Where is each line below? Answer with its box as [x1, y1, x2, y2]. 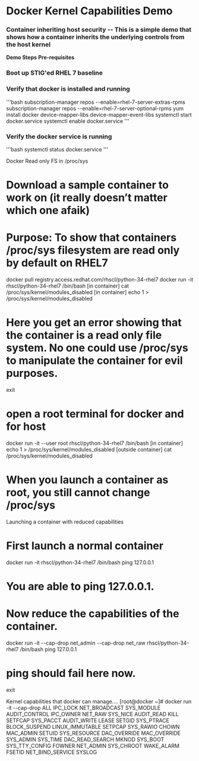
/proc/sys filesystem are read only [6, 243, 180, 257]
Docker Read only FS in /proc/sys [6, 157, 89, 165]
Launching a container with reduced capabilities [6, 518, 124, 525]
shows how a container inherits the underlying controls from [6, 33, 185, 41]
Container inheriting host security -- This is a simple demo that [6, 26, 192, 34]
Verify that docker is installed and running [6, 85, 130, 93]
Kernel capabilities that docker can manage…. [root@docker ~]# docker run [6, 698, 192, 705]
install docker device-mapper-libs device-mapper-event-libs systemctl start [6, 111, 192, 118]
